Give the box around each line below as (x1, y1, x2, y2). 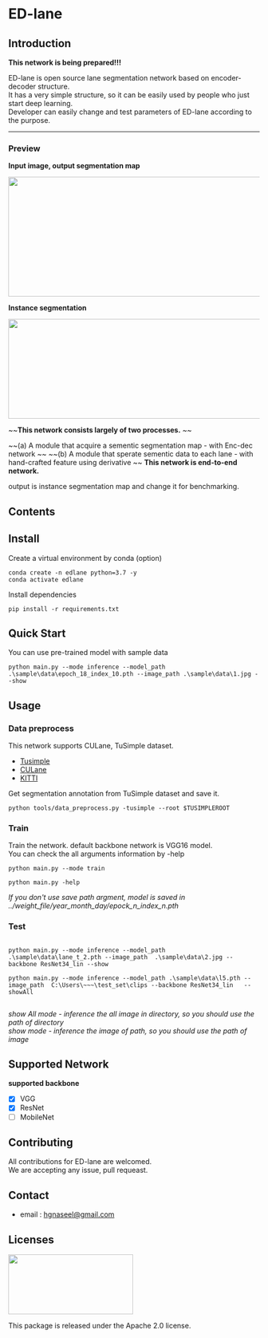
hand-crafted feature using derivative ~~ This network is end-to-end (8, 458, 238, 468)
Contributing (8, 1135, 73, 1149)
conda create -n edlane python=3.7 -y (8, 568, 137, 577)
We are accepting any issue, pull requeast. (8, 1166, 148, 1175)
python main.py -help (8, 878, 81, 886)
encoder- (211, 73, 242, 82)
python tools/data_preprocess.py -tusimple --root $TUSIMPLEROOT (8, 804, 230, 812)
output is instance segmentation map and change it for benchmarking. (8, 482, 239, 491)
